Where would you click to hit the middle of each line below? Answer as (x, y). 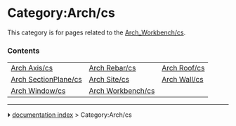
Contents (24, 51)
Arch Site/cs (109, 80)
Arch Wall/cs (182, 80)
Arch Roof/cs (183, 68)
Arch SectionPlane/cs (46, 80)
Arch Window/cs (38, 91)
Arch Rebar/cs (112, 68)
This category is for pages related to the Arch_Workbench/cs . (97, 32)
